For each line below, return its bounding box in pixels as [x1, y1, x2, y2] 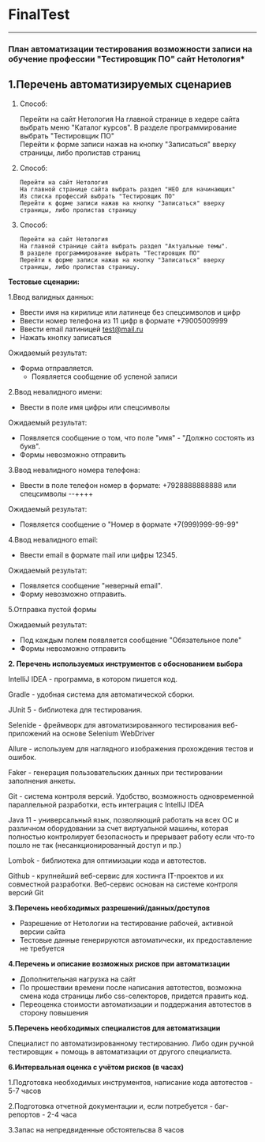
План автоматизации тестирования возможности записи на [8, 43, 252, 55]
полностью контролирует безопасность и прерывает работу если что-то [8, 832, 255, 841]
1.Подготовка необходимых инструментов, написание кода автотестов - [8, 1077, 254, 1087]
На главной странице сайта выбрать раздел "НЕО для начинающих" [19, 185, 236, 193]
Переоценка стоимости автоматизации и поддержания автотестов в [19, 999, 252, 1009]
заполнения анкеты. [8, 776, 77, 785]
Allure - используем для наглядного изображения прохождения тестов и [8, 743, 254, 753]
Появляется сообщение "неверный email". [19, 580, 163, 590]
